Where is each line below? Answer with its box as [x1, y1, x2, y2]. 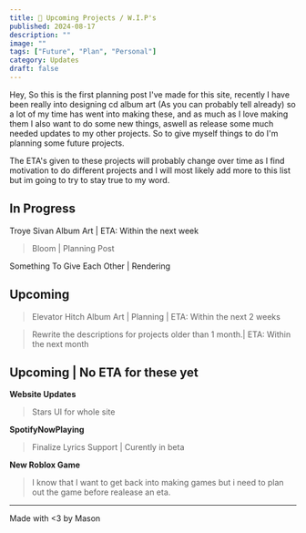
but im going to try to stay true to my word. [9, 174, 170, 185]
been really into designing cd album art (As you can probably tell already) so [9, 98, 296, 109]
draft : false [9, 65, 59, 74]
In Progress [9, 201, 76, 217]
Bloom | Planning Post [31, 242, 116, 253]
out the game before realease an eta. [31, 487, 171, 497]
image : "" [9, 38, 47, 48]
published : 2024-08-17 [9, 22, 96, 31]
